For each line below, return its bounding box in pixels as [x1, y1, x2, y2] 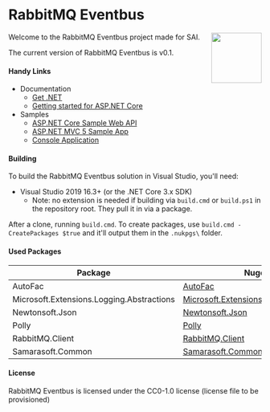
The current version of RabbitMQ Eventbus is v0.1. [8, 47, 174, 57]
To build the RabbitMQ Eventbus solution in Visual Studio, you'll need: [8, 171, 239, 182]
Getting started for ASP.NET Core [31, 101, 143, 111]
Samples [19, 110, 50, 120]
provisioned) [8, 394, 51, 404]
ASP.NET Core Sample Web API [31, 118, 137, 128]
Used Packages [8, 247, 62, 256]
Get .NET [31, 92, 63, 102]
